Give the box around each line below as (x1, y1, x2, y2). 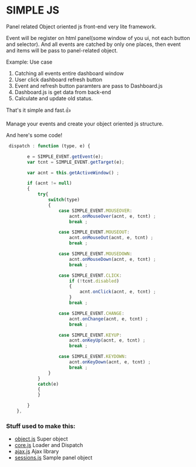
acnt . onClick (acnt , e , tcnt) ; (79, 289, 157, 295)
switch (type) (48, 197, 80, 203)
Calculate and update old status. (14, 95, 93, 102)
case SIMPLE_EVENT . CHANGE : (58, 310, 125, 316)
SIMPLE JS (6, 4, 60, 17)
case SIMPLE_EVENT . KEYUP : (58, 332, 122, 338)
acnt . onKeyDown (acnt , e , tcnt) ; (69, 359, 151, 365)
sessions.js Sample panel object (14, 454, 93, 461)
